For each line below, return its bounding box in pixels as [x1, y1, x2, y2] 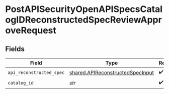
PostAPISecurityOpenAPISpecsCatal [5, 3, 162, 15]
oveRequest [5, 25, 57, 36]
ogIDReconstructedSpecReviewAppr [5, 14, 162, 25]
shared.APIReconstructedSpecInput [69, 69, 154, 76]
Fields [5, 44, 25, 53]
